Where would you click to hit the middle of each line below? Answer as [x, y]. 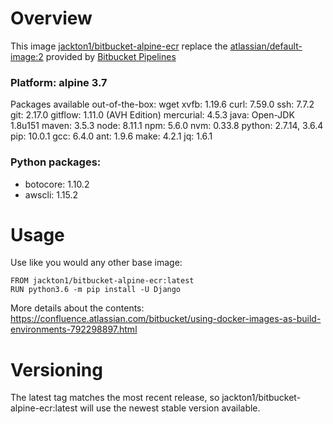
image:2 [27, 56]
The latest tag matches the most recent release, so [115, 398]
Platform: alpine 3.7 [59, 82]
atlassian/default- [266, 46]
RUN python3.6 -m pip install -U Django [96, 290]
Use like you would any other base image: [96, 263]
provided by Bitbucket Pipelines [111, 56]
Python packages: [56, 162]
